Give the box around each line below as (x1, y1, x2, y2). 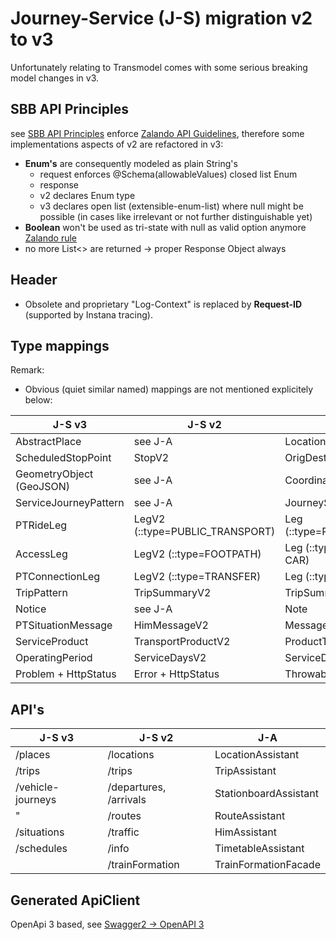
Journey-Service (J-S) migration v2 (10, 7, 313, 30)
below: (24, 394, 53, 406)
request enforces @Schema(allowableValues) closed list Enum (39, 168, 298, 180)
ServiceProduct (15, 635, 89, 649)
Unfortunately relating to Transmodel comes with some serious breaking (10, 61, 308, 73)
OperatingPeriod (15, 651, 93, 665)
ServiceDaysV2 (133, 651, 207, 665)
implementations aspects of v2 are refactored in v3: (10, 138, 224, 150)
